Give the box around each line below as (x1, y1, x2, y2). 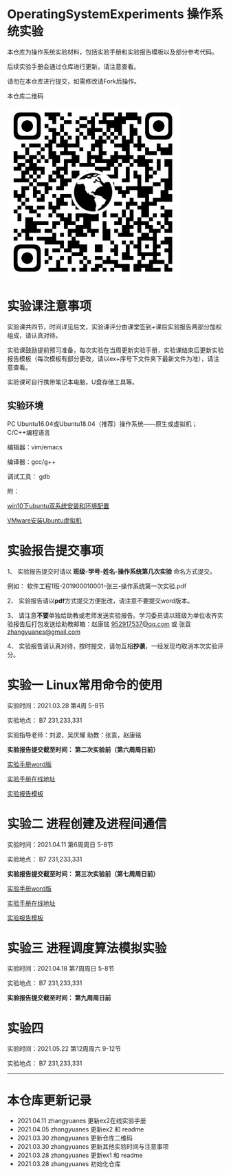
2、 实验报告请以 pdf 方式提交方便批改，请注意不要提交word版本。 (7, 596, 194, 605)
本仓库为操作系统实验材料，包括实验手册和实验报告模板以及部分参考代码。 (7, 48, 218, 56)
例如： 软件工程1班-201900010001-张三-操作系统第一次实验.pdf (7, 581, 187, 590)
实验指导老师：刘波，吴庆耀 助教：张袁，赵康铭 (7, 730, 142, 739)
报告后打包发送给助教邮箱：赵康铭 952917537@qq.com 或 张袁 (12, 619, 191, 628)
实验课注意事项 (7, 298, 92, 314)
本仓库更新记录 (7, 1092, 92, 1108)
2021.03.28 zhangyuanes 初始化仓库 (16, 1160, 121, 1168)
